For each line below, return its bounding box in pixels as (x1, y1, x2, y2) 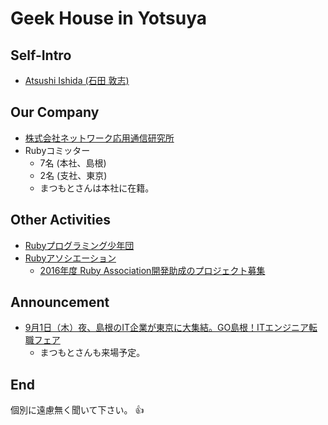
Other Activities (10, 212, 111, 229)
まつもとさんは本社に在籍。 (39, 182, 155, 194)
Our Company (10, 104, 100, 121)
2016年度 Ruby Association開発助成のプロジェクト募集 (39, 264, 266, 276)
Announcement (10, 294, 110, 311)
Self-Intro (10, 47, 72, 64)
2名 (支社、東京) (39, 169, 108, 181)
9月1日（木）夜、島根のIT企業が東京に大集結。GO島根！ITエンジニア (24, 322, 309, 334)
